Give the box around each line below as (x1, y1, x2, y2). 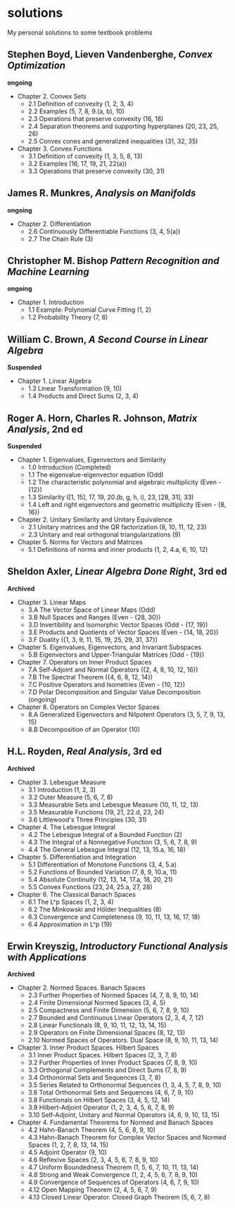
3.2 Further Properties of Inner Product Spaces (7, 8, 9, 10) (27, 1058, 198, 1067)
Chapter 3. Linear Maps (17, 598, 87, 606)
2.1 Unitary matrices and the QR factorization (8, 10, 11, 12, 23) (27, 523, 207, 531)
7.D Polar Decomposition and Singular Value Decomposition (27, 688, 201, 696)
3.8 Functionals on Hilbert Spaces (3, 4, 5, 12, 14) (27, 1096, 170, 1105)
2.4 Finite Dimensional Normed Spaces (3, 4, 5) (27, 998, 166, 1007)
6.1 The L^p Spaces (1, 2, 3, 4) (27, 898, 114, 906)
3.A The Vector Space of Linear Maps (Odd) (27, 605, 156, 614)
